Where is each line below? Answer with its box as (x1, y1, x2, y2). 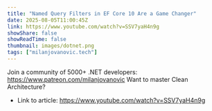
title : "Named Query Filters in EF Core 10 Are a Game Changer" (7, 10, 197, 17)
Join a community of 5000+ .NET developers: (7, 67, 138, 76)
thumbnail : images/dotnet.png (7, 42, 95, 49)
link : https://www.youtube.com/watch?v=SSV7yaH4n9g (7, 23, 159, 30)
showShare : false (7, 29, 58, 37)
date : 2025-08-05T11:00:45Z (7, 17, 89, 24)
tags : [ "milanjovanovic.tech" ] (7, 49, 98, 56)
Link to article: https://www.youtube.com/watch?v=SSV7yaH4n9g (17, 96, 206, 104)
